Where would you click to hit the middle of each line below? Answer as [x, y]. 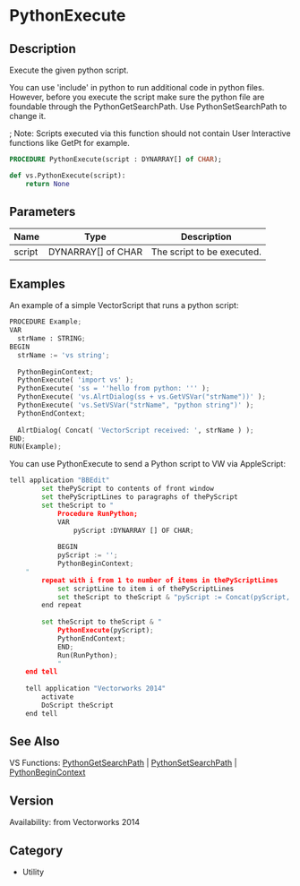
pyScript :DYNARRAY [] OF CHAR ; [133, 530]
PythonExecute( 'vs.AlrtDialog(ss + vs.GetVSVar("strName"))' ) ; [142, 397]
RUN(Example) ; [36, 447]
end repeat [62, 606]
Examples [37, 284]
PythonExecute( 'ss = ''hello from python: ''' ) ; [114, 389]
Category [36, 851]
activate [58, 697]
